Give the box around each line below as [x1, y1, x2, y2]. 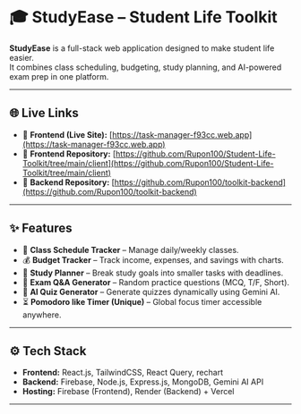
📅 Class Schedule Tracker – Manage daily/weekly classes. [21, 244, 239, 255]
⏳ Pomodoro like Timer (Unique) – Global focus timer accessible [21, 296, 262, 307]
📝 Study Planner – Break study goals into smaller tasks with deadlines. [21, 267, 284, 278]
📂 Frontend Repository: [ [21, 148, 116, 159]
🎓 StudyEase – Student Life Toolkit [9, 7, 278, 28]
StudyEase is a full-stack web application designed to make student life [9, 42, 275, 54]
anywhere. [21, 309, 62, 320]
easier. [9, 52, 34, 63]
